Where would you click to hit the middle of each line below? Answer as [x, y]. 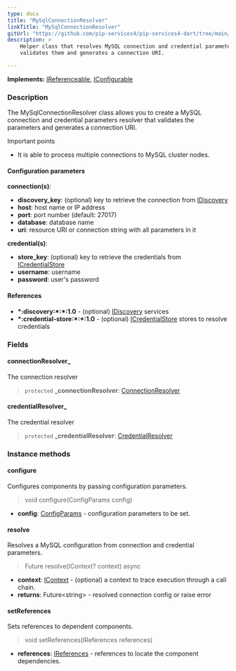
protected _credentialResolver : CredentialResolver [99, 436]
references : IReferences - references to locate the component [108, 653]
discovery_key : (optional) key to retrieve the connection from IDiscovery [123, 200]
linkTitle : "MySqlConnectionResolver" [64, 27]
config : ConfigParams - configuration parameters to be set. [104, 514]
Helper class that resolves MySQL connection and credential [111, 46]
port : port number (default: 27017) [67, 215]
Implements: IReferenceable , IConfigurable [70, 79]
